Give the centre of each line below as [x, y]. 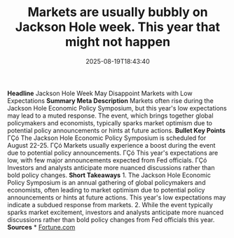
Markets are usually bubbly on [118, 12]
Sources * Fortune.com [41, 227]
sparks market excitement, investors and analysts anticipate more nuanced [116, 212]
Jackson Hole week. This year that [118, 27]
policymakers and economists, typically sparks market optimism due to [110, 122]
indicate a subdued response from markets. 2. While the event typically [110, 204]
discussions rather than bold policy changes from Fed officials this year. [111, 219]
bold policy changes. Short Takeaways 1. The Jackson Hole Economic [109, 175]
